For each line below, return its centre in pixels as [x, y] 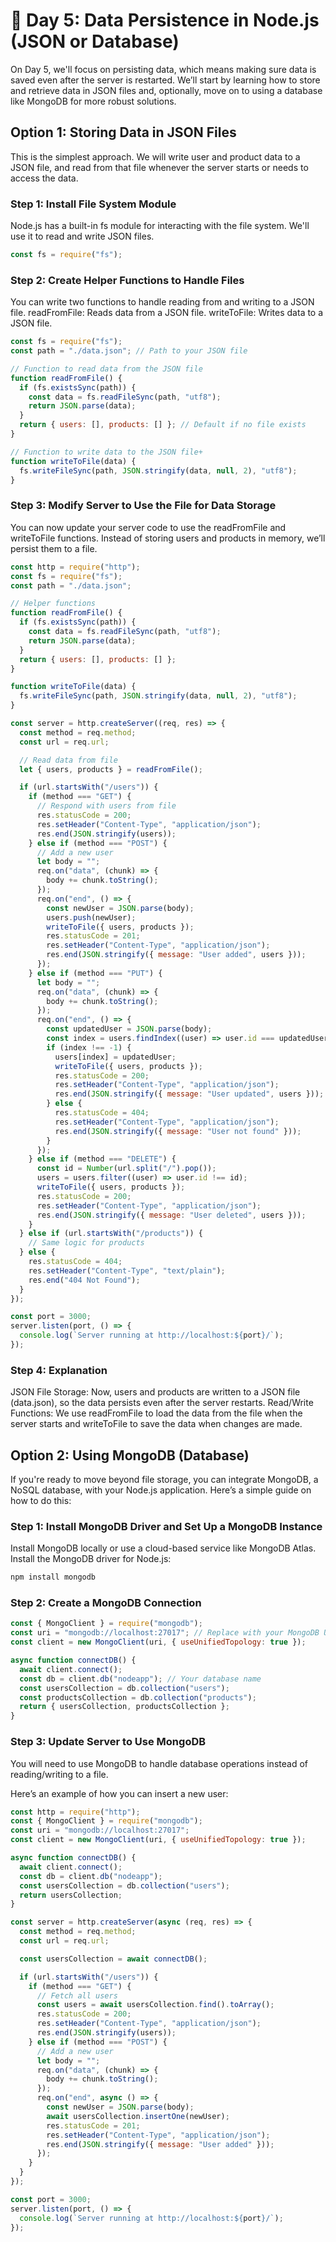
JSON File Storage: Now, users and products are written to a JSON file [155, 1392]
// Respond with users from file [106, 806]
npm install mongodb [53, 1577]
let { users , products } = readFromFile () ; [111, 769]
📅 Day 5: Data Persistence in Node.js [165, 20]
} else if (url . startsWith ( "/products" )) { [111, 1234]
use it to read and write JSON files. [82, 236]
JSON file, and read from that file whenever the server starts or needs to [159, 167]
